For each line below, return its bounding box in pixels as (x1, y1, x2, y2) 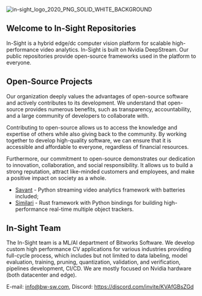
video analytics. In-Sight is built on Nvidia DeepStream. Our (40, 46, 189, 53)
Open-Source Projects (6, 77, 93, 87)
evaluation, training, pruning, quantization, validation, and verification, (6, 258, 181, 266)
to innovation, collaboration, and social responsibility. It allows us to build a (6, 161, 193, 168)
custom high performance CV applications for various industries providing (6, 246, 192, 253)
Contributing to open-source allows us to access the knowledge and (6, 123, 178, 131)
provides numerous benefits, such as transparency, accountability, (25, 105, 192, 112)
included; (15, 192, 39, 200)
